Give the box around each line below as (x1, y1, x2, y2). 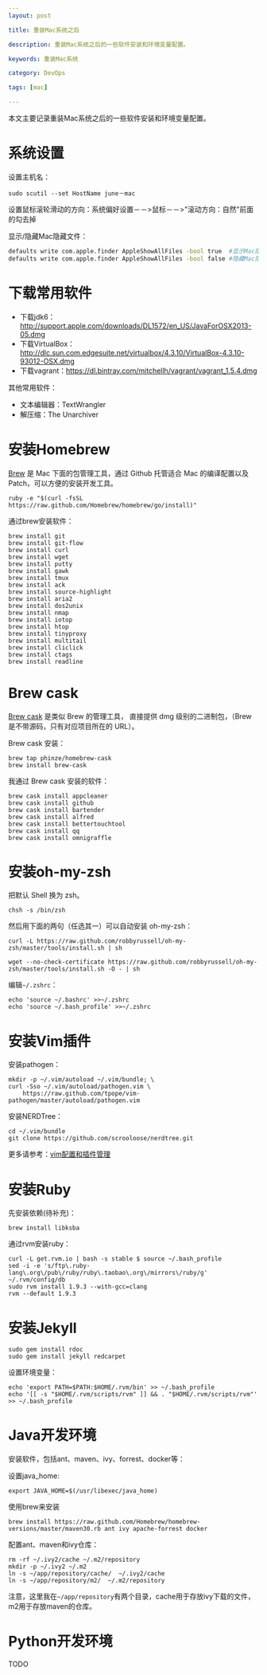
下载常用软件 (8, 284, 93, 302)
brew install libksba (8, 1224, 80, 1232)
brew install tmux (8, 574, 69, 582)
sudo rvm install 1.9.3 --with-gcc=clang (8, 1283, 148, 1291)
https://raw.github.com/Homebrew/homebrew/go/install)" (8, 501, 197, 509)
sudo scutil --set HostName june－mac (8, 189, 136, 198)
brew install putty (8, 559, 73, 568)
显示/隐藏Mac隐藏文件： (8, 231, 88, 241)
